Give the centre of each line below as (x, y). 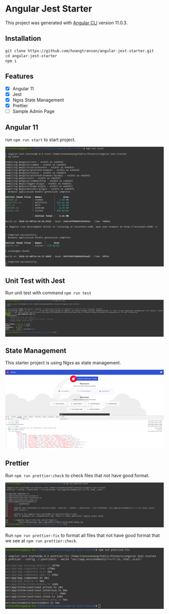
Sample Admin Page (33, 111)
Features (19, 76)
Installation (23, 39)
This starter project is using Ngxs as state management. (63, 363)
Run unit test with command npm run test (48, 292)
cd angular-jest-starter (31, 56)
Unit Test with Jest (35, 281)
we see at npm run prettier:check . (41, 540)
